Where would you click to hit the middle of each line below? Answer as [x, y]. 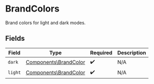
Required [101, 52]
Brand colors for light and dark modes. [46, 23]
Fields [15, 38]
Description [132, 52]
